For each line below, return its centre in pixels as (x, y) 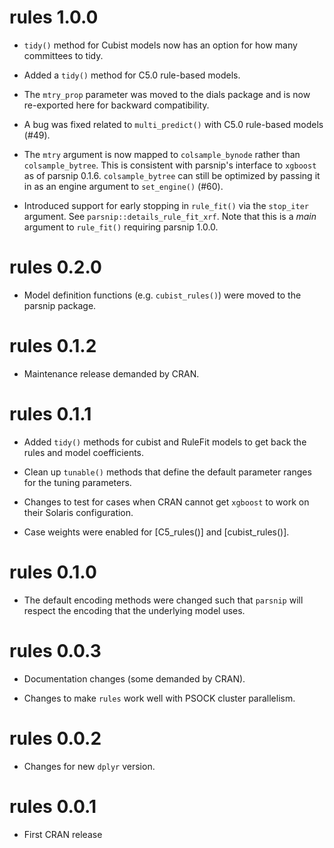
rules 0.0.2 (55, 738)
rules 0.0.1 (53, 806)
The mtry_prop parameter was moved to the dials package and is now (167, 94)
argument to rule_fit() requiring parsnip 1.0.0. (121, 227)
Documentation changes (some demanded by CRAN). (134, 678)
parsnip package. (60, 305)
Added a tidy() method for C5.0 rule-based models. (132, 75)
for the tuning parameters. (77, 482)
